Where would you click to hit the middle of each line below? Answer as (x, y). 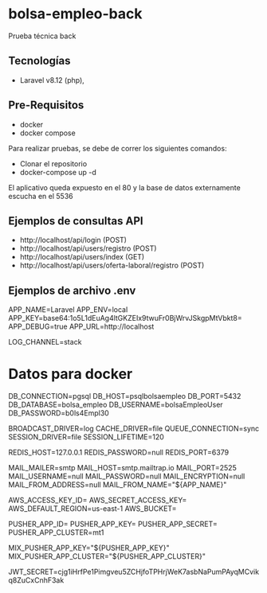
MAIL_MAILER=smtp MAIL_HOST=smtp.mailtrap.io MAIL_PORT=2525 (122, 468)
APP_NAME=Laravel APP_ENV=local (68, 310)
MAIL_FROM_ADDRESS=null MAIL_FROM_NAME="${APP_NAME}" (118, 485)
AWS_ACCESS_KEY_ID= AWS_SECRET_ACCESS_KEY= (98, 500)
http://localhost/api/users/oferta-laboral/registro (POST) (112, 265)
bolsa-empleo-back (75, 14)
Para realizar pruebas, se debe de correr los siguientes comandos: (118, 148)
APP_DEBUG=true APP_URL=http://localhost (81, 326)
